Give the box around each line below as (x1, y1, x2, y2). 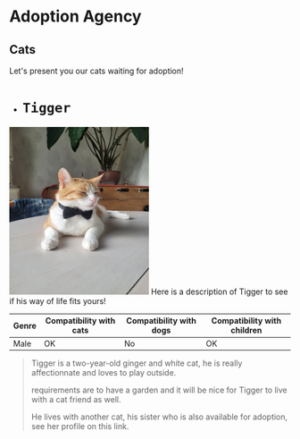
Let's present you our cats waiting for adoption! (9, 65, 185, 76)
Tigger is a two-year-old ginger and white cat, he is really (30, 358, 243, 368)
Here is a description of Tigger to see (150, 286, 288, 297)
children (230, 325, 262, 336)
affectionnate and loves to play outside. (30, 367, 177, 378)
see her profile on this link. (30, 421, 129, 432)
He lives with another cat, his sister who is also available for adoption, (30, 411, 288, 422)
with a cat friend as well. (30, 394, 122, 405)
